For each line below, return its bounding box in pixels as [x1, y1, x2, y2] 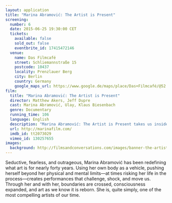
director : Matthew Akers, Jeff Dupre [10, 98, 91, 103]
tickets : [10, 31, 29, 36]
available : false [14, 36, 52, 41]
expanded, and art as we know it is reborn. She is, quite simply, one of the [5, 187, 162, 192]
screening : [5, 17, 29, 22]
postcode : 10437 [14, 64, 50, 70]
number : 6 [10, 21, 31, 27]
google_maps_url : [14, 83, 52, 88]
